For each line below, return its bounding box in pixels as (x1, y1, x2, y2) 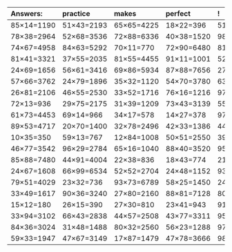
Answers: (10, 9, 43, 18)
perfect (165, 9, 191, 18)
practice (61, 9, 90, 18)
